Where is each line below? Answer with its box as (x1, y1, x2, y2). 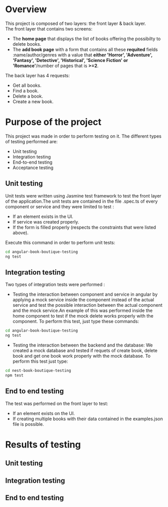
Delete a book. (12, 93, 44, 99)
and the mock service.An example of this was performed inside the (12, 307, 153, 313)
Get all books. (12, 82, 41, 88)
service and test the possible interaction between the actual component (12, 302, 163, 308)
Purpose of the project (5, 116, 102, 128)
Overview (5, 4, 47, 15)
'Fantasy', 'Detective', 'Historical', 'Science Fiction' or (12, 57, 128, 63)
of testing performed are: (5, 138, 58, 144)
